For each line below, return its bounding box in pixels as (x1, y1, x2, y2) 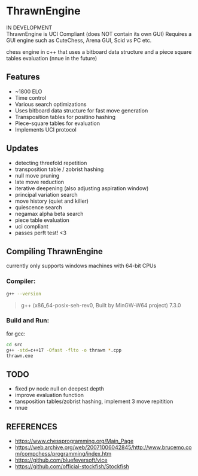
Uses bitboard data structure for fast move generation (14, 106, 148, 114)
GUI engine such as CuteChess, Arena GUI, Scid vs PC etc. (6, 36, 152, 44)
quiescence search (14, 203, 62, 210)
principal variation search (14, 191, 78, 198)
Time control (14, 94, 47, 101)
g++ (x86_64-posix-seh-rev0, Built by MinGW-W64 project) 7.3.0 (20, 301, 181, 309)
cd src (6, 341, 23, 347)
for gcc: (6, 330, 26, 337)
